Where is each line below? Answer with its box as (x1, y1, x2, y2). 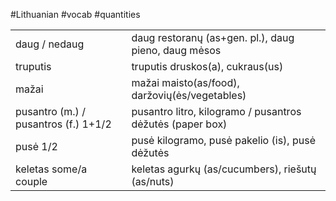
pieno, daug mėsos (131, 44, 222, 57)
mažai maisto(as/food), (131, 76, 240, 89)
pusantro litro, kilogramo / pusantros (131, 105, 302, 118)
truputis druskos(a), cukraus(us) (131, 60, 284, 73)
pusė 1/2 (15, 140, 58, 153)
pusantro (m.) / (15, 105, 86, 118)
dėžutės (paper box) (131, 117, 228, 131)
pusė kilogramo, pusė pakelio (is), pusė (131, 134, 316, 147)
